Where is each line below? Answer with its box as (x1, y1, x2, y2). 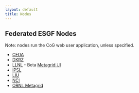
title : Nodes (5, 12, 32, 16)
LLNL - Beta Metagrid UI (12, 62, 61, 68)
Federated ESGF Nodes (5, 30, 77, 38)
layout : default (5, 7, 38, 12)
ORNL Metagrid (12, 83, 44, 89)
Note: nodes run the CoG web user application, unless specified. (5, 42, 135, 48)
